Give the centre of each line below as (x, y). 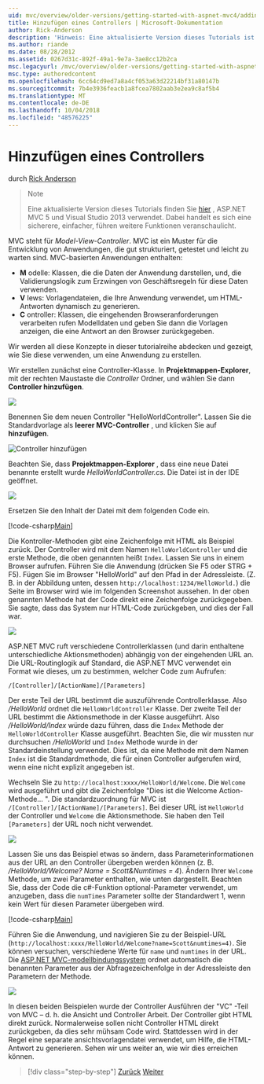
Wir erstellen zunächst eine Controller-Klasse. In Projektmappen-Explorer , (130, 369)
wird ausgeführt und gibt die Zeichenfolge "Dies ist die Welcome (113, 790)
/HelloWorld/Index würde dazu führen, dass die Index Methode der (116, 725)
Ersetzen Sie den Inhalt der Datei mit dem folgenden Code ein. (109, 510)
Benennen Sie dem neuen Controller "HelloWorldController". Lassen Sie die (130, 417)
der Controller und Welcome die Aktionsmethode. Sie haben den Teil (116, 815)
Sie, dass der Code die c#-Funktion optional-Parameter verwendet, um (123, 887)
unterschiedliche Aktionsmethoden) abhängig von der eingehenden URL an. (131, 654)
